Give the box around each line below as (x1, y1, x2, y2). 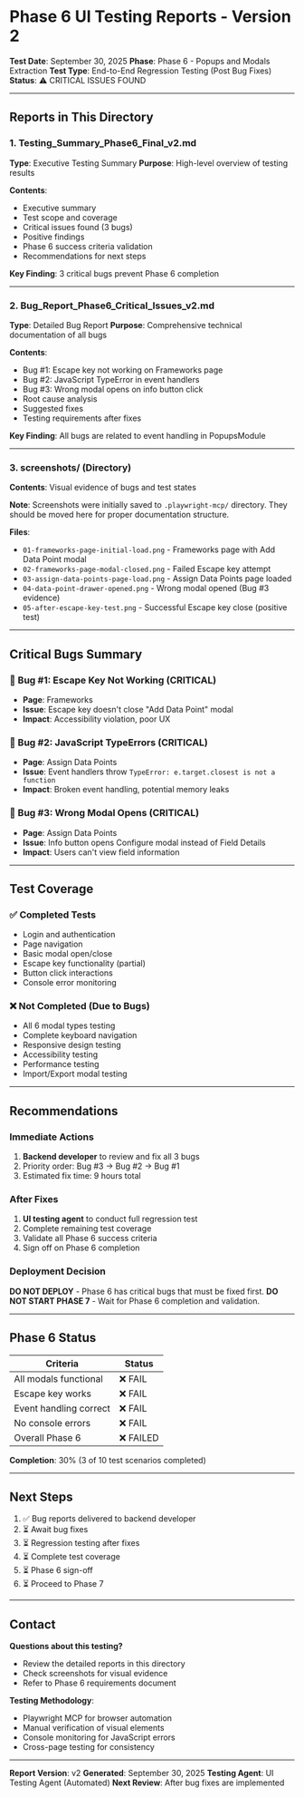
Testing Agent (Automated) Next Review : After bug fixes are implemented (9, 1777, 285, 1788)
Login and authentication (22, 929, 116, 940)
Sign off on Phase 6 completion (22, 1242, 140, 1253)
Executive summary (22, 202, 97, 213)
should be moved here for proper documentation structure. (9, 510, 230, 520)
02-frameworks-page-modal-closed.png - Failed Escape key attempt (22, 564, 271, 575)
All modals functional (14, 1372, 104, 1384)
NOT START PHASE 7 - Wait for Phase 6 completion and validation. (9, 1295, 261, 1306)
